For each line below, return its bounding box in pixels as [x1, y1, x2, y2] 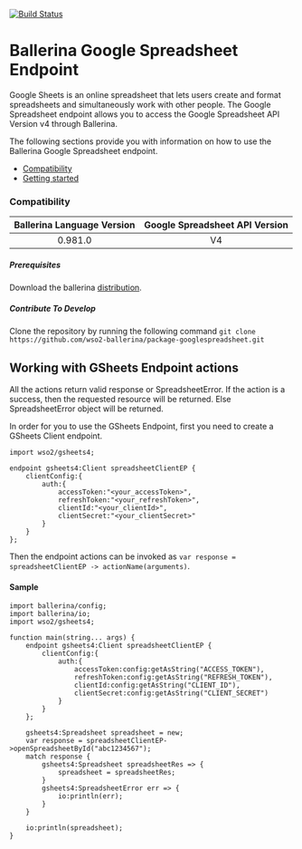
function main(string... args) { [9, 633, 136, 642]
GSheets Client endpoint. [9, 430, 103, 441]
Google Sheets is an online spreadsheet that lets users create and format [9, 89, 282, 100]
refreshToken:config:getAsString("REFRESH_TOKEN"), [73, 673, 273, 682]
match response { [25, 752, 91, 761]
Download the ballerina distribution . [9, 282, 142, 294]
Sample [9, 581, 39, 593]
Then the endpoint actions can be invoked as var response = [9, 551, 237, 562]
